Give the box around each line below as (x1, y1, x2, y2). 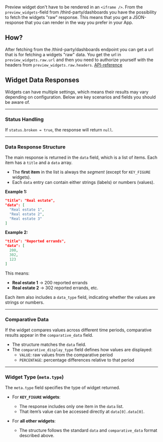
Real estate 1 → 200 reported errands (12, 279, 88, 285)
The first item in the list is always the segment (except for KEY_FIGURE (12, 169, 151, 175)
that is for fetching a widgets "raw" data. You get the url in (5, 51, 121, 57)
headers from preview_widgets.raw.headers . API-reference (5, 62, 123, 67)
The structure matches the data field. (12, 342, 86, 347)
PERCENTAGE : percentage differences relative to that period (19, 357, 134, 363)
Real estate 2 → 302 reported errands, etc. (12, 285, 98, 291)
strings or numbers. (5, 299, 45, 305)
